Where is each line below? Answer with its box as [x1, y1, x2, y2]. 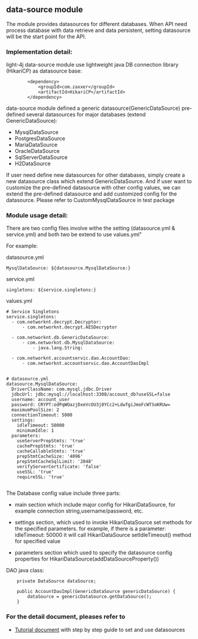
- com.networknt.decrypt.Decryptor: [11, 319, 102, 325]
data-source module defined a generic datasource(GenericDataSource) [6, 105, 180, 112]
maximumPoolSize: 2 [11, 407, 60, 413]
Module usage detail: [6, 211, 68, 220]
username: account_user [11, 397, 70, 403]
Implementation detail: [6, 47, 73, 56]
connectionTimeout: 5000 [11, 412, 73, 418]
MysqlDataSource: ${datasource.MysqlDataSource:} [6, 265, 131, 271]
